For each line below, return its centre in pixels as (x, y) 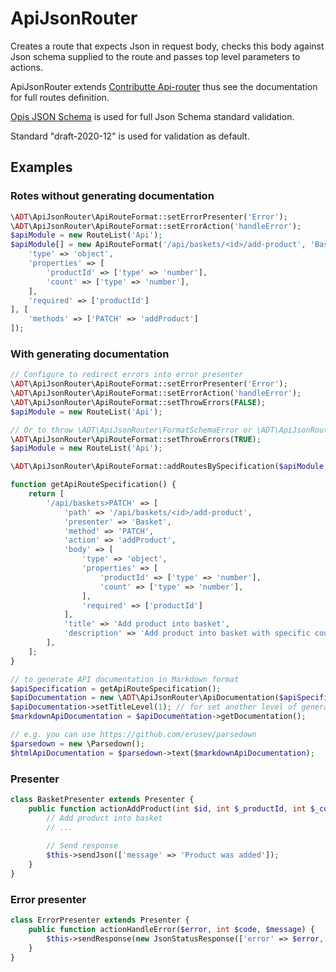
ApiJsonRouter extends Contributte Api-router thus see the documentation (164, 86)
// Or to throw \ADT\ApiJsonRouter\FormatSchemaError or (131, 430)
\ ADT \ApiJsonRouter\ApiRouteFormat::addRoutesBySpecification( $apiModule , (169, 467)
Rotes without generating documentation (112, 196)
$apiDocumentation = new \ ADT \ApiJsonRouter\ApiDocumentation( (145, 698)
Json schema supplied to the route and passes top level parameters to (155, 56)
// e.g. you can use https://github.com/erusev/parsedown (133, 735)
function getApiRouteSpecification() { (93, 485)
